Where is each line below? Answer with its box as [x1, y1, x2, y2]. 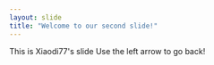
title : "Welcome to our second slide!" [9, 21, 158, 30]
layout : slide [9, 12, 63, 22]
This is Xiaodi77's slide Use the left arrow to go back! [9, 45, 206, 56]
